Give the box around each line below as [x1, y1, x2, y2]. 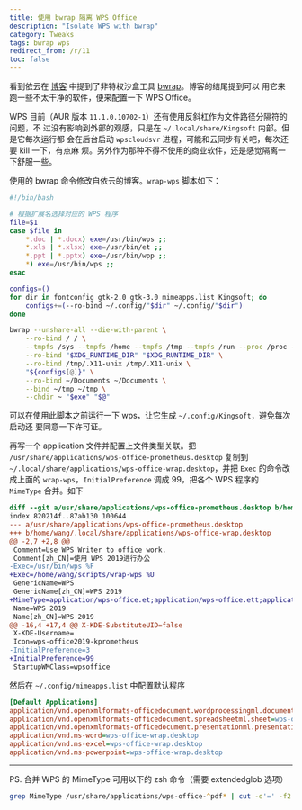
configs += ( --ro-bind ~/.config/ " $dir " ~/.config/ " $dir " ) [25, 301, 244, 310]
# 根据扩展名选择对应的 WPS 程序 [9, 209, 119, 219]
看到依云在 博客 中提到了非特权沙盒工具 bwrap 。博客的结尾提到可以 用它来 [9, 81, 286, 91]
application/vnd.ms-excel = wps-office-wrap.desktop [9, 740, 203, 749]
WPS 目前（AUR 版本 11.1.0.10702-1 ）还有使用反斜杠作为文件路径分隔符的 [9, 112, 288, 121]
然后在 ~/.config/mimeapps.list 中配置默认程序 [9, 679, 186, 690]
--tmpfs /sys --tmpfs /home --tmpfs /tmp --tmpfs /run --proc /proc [25, 343, 288, 352]
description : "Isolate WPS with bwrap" [9, 22, 159, 31]
